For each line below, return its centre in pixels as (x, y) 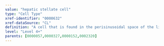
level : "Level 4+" (24, 32)
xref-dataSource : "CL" (28, 23)
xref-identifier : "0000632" (34, 18)
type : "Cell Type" (24, 14)
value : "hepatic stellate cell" (38, 9)
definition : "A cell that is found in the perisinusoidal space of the (79, 27)
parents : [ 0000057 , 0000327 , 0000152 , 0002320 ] (51, 36)
